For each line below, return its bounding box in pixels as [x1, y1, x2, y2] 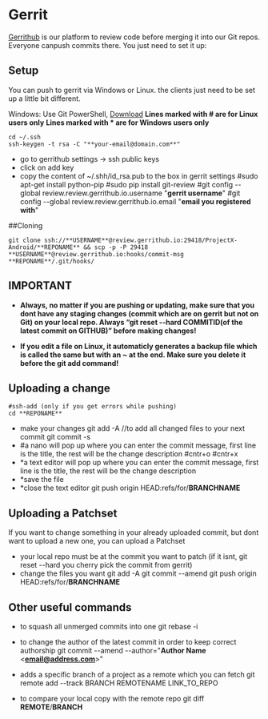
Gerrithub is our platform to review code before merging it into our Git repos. [8, 32, 260, 42]
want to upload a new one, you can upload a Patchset [8, 536, 186, 546]
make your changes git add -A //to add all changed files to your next [19, 424, 246, 433]
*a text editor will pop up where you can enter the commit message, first [19, 458, 259, 468]
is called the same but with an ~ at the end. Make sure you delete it [19, 350, 246, 359]
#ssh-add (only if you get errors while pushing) [8, 403, 178, 411]
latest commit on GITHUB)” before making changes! [19, 326, 197, 335]
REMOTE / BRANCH [19, 702, 83, 712]
